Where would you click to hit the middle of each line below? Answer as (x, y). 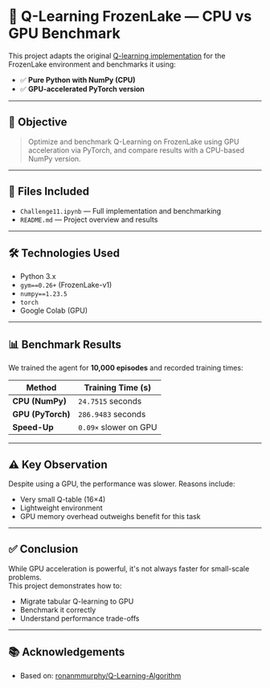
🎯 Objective (38, 123)
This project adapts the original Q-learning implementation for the (117, 55)
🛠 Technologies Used (64, 253)
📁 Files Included (49, 192)
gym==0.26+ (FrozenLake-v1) (66, 285)
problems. (25, 577)
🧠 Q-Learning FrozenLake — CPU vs (130, 16)
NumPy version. (55, 158)
